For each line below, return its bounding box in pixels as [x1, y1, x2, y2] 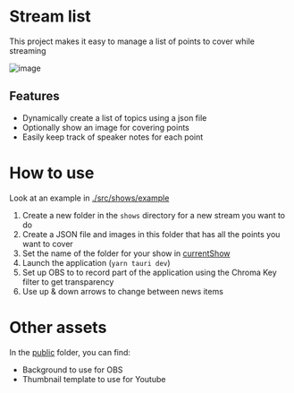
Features [9, 89, 60, 104]
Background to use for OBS [21, 364, 123, 375]
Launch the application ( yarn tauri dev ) [21, 257, 172, 268]
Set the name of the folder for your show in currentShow [21, 248, 231, 259]
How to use [9, 163, 95, 183]
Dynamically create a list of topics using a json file [21, 112, 207, 123]
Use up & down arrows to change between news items [21, 286, 223, 296]
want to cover [21, 238, 73, 249]
